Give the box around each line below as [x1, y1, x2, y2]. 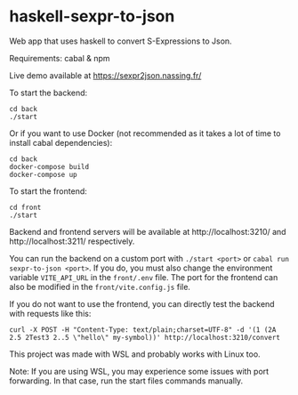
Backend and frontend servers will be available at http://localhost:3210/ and [9, 226, 286, 237]
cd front [9, 203, 42, 212]
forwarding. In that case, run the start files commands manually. [9, 375, 244, 386]
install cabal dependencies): [9, 137, 113, 148]
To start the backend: [9, 87, 88, 98]
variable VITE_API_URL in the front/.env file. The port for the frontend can [9, 271, 278, 282]
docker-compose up [9, 170, 77, 179]
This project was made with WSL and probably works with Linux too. [9, 349, 261, 359]
